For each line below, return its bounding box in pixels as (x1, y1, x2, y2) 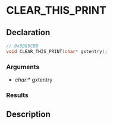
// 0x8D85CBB (6, 43, 39, 49)
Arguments (6, 62, 40, 71)
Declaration (6, 27, 51, 37)
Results (6, 90, 29, 99)
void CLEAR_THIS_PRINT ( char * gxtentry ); (6, 48, 108, 54)
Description (6, 110, 51, 120)
